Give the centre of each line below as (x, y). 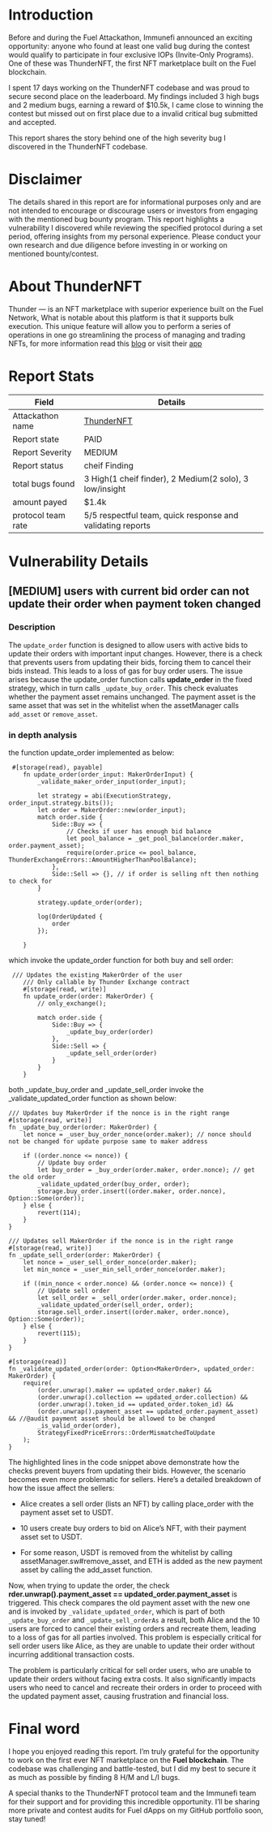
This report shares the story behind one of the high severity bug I (117, 138)
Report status (38, 465)
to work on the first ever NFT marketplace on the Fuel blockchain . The (126, 1760)
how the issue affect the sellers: (62, 1488)
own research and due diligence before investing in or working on (118, 244)
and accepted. (32, 122)
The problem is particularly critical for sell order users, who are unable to (130, 1670)
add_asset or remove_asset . (53, 714)
